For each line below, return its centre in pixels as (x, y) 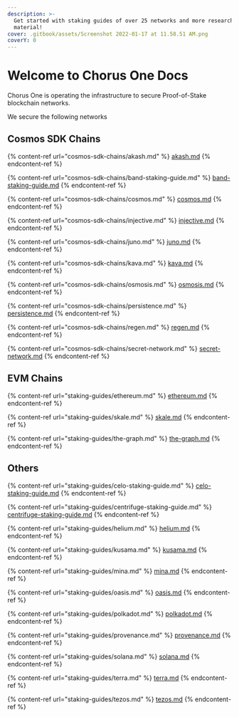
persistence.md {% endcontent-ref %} (64, 313)
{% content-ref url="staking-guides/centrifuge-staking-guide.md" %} (110, 507)
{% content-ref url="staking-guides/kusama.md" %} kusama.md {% (107, 550)
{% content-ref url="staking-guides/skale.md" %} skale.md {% (100, 417)
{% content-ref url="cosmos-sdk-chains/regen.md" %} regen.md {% (108, 327)
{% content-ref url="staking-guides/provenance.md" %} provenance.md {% (119, 635)
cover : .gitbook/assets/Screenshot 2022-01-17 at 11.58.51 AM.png (108, 34)
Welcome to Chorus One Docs (98, 76)
